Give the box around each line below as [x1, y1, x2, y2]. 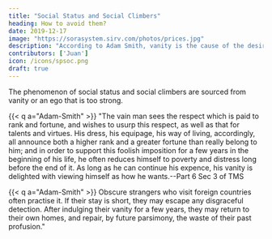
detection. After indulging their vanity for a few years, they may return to [8, 204, 249, 214]
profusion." [8, 221, 46, 231]
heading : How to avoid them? [8, 19, 107, 28]
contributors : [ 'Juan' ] [8, 49, 89, 58]
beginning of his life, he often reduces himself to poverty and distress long [8, 154, 257, 164]
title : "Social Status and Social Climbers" [8, 11, 161, 20]
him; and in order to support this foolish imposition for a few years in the [8, 145, 249, 155]
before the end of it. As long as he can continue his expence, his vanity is [8, 163, 253, 173]
